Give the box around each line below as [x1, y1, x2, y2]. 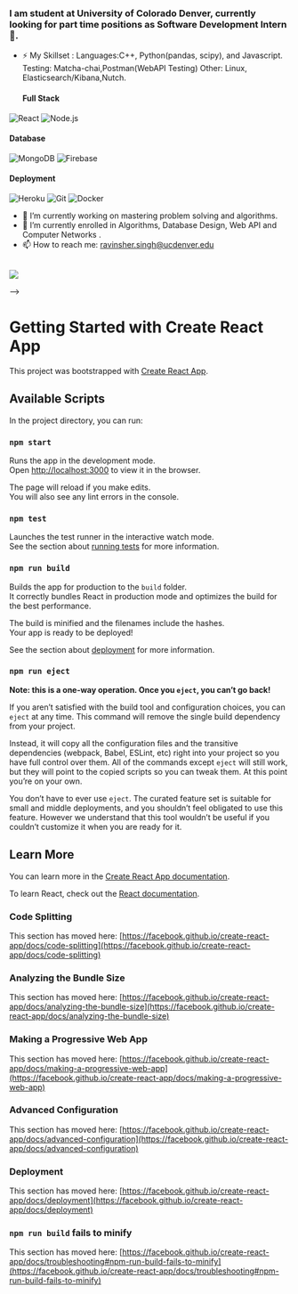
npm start [9, 437, 52, 447]
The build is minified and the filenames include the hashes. [9, 617, 225, 628]
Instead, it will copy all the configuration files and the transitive [9, 737, 238, 748]
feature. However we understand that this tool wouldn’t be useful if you [9, 811, 270, 822]
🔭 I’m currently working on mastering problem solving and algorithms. [21, 210, 278, 221]
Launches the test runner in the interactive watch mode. [9, 532, 215, 542]
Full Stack [21, 93, 60, 103]
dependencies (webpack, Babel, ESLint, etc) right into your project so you [9, 747, 280, 758]
